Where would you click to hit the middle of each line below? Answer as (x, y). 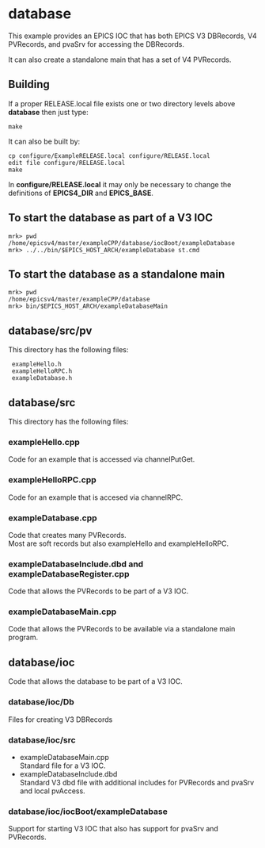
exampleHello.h (36, 365)
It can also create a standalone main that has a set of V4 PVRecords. (120, 59)
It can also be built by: (44, 141)
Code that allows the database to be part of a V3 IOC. (96, 681)
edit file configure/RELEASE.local (67, 163)
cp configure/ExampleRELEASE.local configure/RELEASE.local (110, 155)
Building (29, 84)
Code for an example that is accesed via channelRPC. (96, 497)
